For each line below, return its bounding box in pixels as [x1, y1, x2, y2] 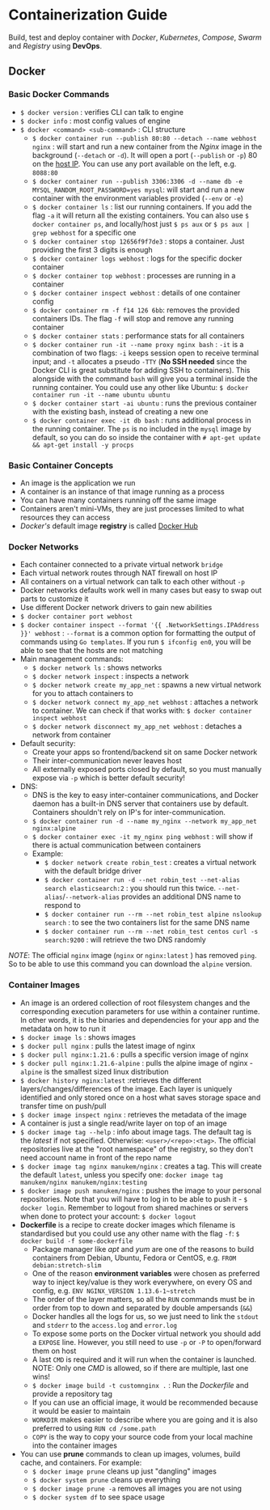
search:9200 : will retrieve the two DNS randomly [44, 935, 206, 944]
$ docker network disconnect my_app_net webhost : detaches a [32, 722, 243, 732]
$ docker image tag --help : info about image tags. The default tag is [19, 1126, 252, 1136]
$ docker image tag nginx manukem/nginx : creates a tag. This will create [19, 1161, 263, 1171]
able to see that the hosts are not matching [19, 646, 163, 655]
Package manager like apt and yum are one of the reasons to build [32, 1244, 255, 1253]
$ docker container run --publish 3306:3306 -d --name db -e [32, 177, 243, 185]
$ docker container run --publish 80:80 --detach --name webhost [32, 134, 257, 142]
